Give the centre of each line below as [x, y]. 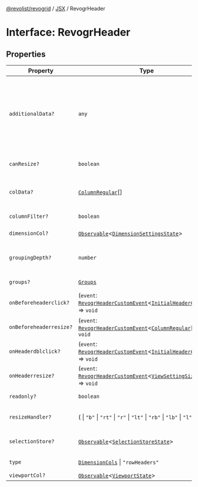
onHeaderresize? [32, 376]
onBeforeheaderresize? [41, 327]
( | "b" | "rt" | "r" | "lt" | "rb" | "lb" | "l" [135, 417]
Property [41, 71]
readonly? [23, 396]
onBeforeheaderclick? [39, 303]
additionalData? [32, 114]
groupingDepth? [30, 258]
